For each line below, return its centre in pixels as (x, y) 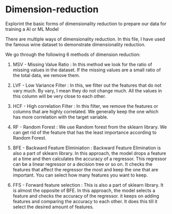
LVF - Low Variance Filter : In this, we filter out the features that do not (87, 85)
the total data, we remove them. (46, 75)
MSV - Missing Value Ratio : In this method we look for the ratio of (82, 64)
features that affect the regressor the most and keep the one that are (85, 169)
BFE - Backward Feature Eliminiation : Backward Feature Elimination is (87, 148)
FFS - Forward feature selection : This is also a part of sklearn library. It (88, 185)
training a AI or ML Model (32, 29)
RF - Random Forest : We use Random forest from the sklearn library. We (90, 127)
